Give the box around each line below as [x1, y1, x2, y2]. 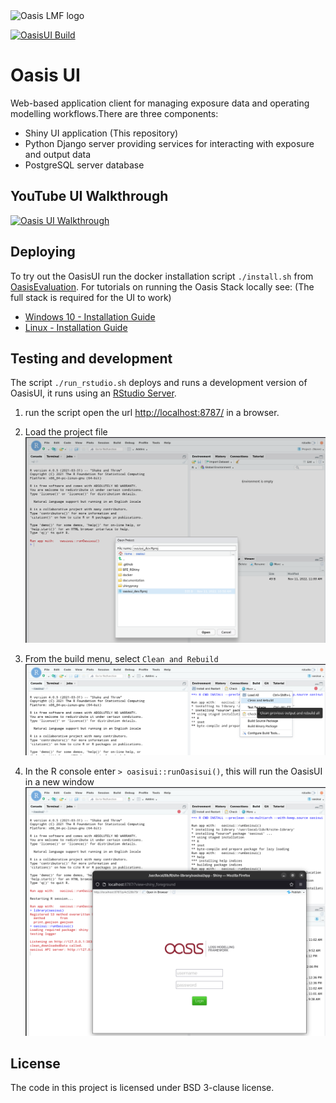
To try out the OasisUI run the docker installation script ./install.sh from [10, 270, 314, 282]
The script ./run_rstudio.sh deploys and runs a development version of [10, 377, 308, 389]
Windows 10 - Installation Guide [24, 310, 156, 323]
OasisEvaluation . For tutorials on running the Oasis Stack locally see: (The [10, 280, 315, 293]
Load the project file [24, 426, 108, 438]
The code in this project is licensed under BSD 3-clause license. [10, 1082, 275, 1094]
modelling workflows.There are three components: [10, 107, 219, 119]
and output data [24, 148, 92, 160]
